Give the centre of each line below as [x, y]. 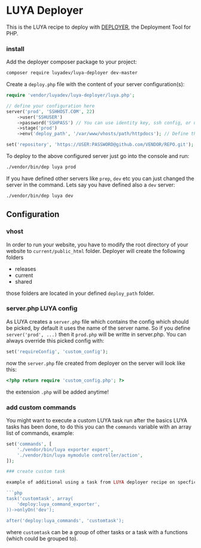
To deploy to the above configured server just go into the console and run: [98, 156]
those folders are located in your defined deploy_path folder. [80, 293]
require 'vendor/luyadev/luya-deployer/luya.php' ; [71, 95]
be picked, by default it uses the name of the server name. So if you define [98, 328]
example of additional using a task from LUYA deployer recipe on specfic [101, 482]
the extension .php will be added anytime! [57, 392]
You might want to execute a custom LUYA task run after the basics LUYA [97, 420]
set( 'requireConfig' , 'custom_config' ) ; [57, 351]
